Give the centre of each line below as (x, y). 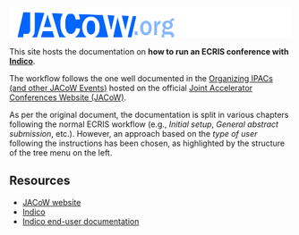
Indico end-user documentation (81, 221)
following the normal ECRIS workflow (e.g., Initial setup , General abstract (144, 124)
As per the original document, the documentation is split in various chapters (149, 114)
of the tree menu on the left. (61, 152)
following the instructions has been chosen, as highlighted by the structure (147, 143)
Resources (40, 181)
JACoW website (51, 202)
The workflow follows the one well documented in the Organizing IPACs (141, 78)
